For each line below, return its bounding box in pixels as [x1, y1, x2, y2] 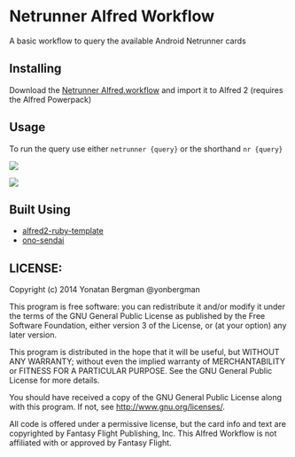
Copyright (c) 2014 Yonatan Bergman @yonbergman [9, 284, 201, 295]
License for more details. [9, 375, 100, 386]
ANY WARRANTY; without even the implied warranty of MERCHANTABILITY [9, 356, 286, 367]
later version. [9, 329, 58, 340]
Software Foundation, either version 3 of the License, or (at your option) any [9, 321, 287, 331]
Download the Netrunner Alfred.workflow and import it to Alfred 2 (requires [9, 84, 283, 95]
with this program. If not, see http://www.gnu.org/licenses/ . [9, 401, 226, 413]
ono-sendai [21, 235, 65, 245]
